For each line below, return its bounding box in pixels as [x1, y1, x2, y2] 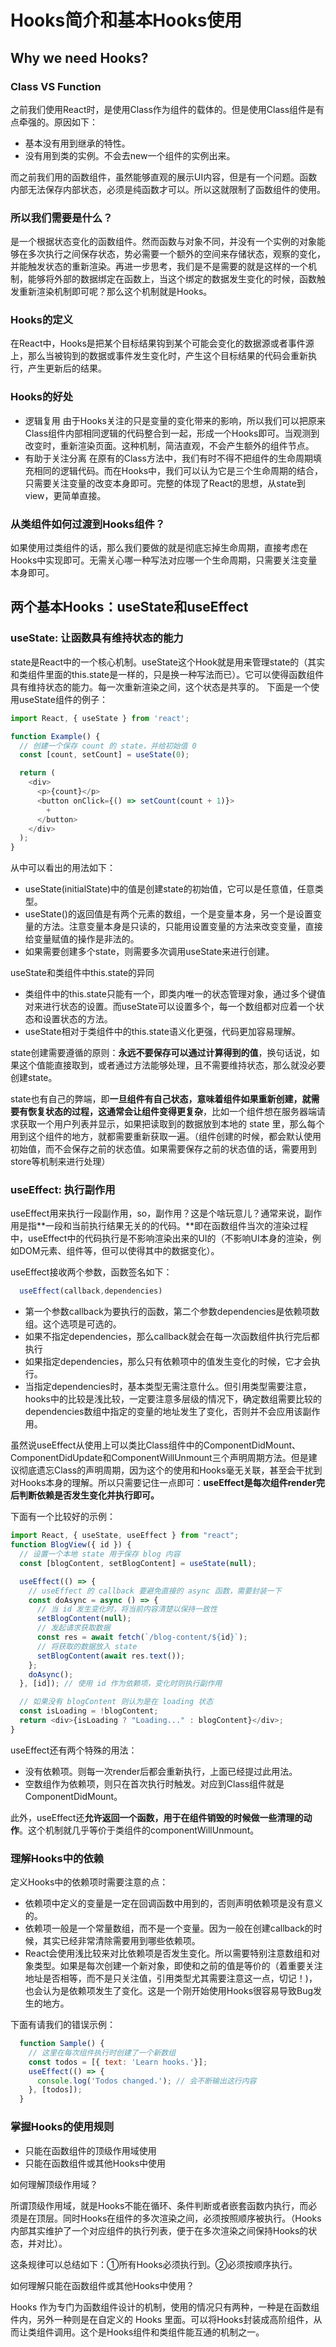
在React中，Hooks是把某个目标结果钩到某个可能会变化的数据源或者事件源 [10, 337, 315, 350]
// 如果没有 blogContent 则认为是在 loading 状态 [19, 1697, 214, 1707]
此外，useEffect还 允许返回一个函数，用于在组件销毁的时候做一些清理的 [10, 1811, 304, 1823]
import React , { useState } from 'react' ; [10, 713, 190, 723]
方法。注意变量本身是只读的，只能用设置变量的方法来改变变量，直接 [42, 921, 323, 933]
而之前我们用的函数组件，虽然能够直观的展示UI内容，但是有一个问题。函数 [10, 171, 318, 183]
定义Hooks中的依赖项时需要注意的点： [10, 1876, 169, 1888]
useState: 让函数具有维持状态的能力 [10, 631, 184, 645]
